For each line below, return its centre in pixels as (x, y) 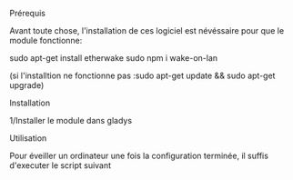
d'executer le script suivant (61, 165)
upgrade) (27, 85)
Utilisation (28, 138)
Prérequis (27, 13)
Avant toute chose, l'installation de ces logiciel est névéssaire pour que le (147, 30)
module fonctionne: (46, 40)
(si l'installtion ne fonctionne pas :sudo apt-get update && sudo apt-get (142, 75)
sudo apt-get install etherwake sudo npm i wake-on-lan (114, 58)
